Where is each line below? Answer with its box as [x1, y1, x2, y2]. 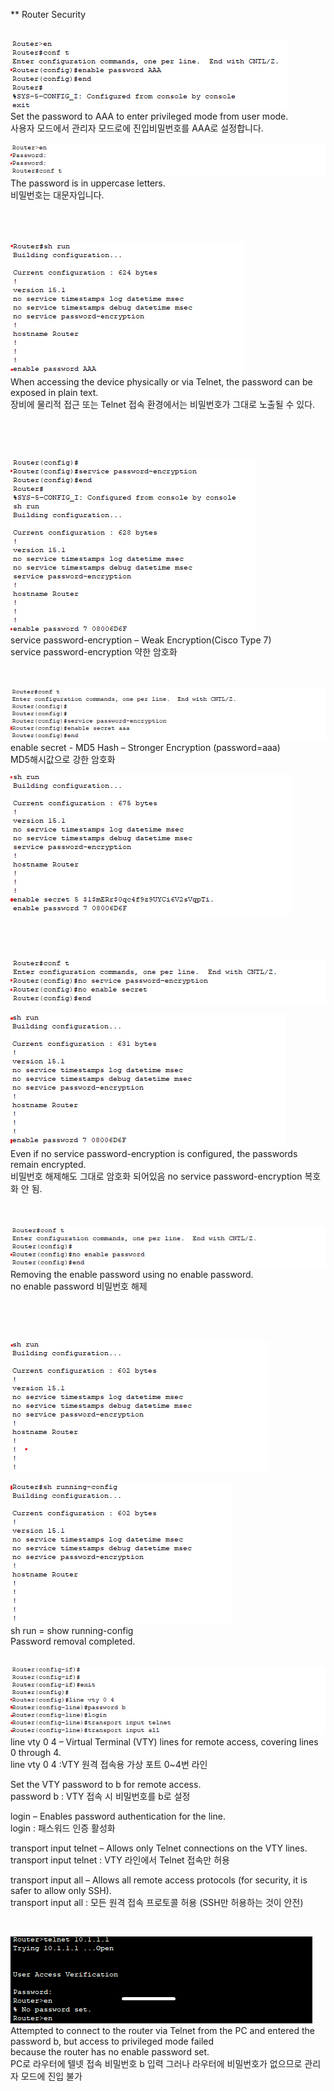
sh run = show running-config [10, 1624, 134, 1636]
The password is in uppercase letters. [10, 177, 166, 189]
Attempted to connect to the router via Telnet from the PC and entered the [10, 2024, 315, 2036]
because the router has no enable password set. [10, 2045, 210, 2058]
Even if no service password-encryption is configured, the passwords [10, 1147, 298, 1159]
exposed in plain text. [10, 386, 99, 398]
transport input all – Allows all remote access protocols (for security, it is [10, 1874, 308, 1886]
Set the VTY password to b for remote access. [10, 1778, 202, 1790]
